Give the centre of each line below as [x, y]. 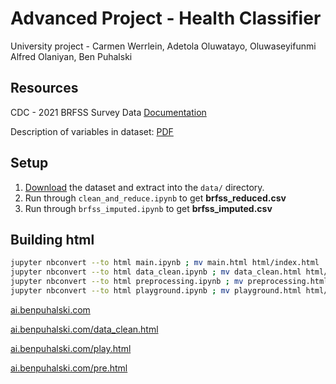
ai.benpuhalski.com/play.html [71, 348]
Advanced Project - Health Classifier [166, 18]
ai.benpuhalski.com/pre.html [69, 368]
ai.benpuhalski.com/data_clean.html [84, 329]
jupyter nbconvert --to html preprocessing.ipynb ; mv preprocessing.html [169, 282]
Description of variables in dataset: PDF [92, 131]
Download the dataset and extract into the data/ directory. [144, 187]
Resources [44, 88]
